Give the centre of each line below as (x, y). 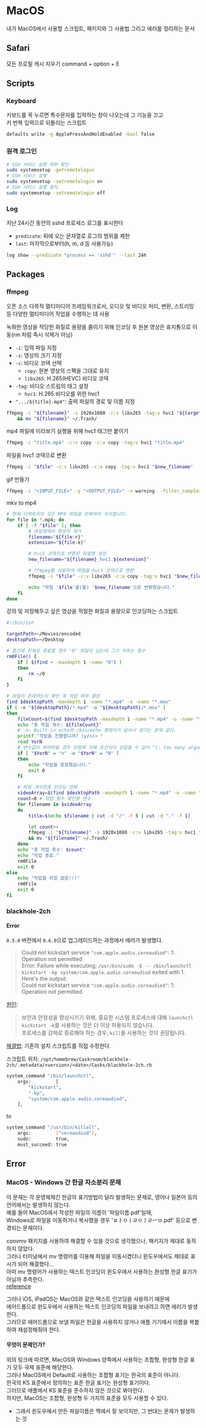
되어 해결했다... (36, 1264)
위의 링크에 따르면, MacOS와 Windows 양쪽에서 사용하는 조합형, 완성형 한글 (97, 1359)
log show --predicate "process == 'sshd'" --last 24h (77, 256)
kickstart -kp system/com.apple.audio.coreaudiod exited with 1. (103, 972)
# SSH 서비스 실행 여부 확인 (38, 164)
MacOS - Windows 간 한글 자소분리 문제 (64, 1182)
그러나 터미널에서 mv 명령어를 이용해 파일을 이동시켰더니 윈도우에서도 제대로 (98, 1256)
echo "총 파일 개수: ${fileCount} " (60, 725)
